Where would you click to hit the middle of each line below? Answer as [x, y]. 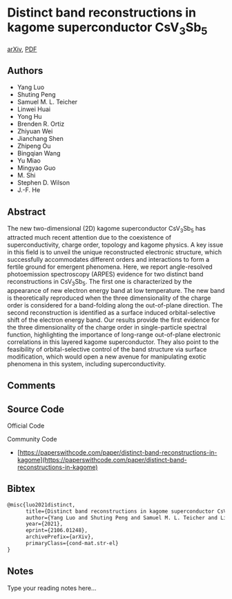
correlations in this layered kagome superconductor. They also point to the [113, 342]
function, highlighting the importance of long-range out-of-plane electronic [114, 334]
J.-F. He [29, 190]
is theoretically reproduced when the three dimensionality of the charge [109, 298]
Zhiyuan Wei [35, 131]
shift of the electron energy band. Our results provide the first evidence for [113, 320]
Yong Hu [30, 117]
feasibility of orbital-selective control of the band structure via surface [107, 349]
